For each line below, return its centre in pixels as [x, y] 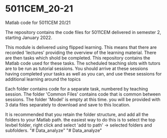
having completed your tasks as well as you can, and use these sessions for [83, 73]
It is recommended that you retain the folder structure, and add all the [77, 114]
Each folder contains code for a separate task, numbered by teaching [77, 88]
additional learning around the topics [43, 79]
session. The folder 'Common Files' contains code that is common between [83, 94]
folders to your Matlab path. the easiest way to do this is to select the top [80, 119]
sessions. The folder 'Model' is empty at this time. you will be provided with [83, 99]
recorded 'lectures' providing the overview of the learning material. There [81, 52]
